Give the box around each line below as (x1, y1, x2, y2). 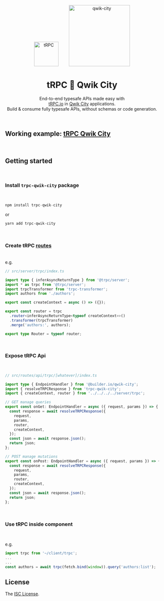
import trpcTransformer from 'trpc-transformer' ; (5, 287, 108, 292)
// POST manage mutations (5, 454, 58, 459)
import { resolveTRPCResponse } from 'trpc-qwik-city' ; (5, 386, 121, 392)
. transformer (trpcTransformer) (9, 318, 73, 323)
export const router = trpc (5, 309, 62, 314)
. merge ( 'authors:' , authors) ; (9, 323, 71, 327)
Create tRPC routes (5, 242, 52, 249)
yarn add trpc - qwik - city (5, 221, 56, 226)
